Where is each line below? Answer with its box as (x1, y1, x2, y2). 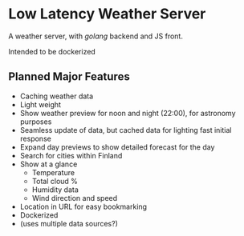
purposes (19, 117, 52, 126)
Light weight (19, 99, 62, 109)
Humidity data (31, 185, 79, 194)
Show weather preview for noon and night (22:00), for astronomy (19, 108, 236, 118)
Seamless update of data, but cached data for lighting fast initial (19, 125, 232, 134)
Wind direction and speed (31, 193, 118, 202)
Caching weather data (19, 91, 94, 101)
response (19, 134, 52, 143)
